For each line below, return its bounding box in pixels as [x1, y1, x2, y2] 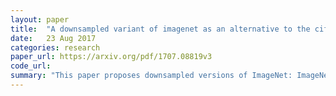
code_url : [10, 61, 52, 71]
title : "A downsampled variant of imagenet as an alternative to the [10, 24, 311, 34]
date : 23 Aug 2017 [10, 33, 97, 43]
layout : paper [10, 14, 70, 25]
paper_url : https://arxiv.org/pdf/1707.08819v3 [10, 52, 213, 62]
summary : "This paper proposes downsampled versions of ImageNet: [10, 71, 293, 81]
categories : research [10, 42, 101, 53]
